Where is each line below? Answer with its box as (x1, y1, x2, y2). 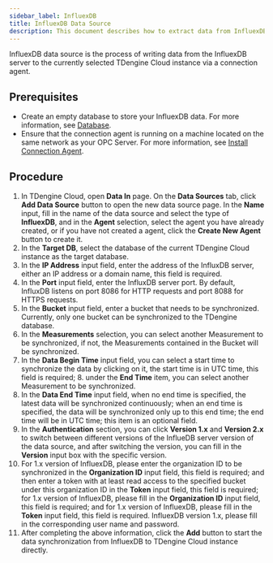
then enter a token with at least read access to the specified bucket (20, 476, 246, 486)
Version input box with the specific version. (20, 450, 167, 460)
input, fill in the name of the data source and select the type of (20, 209, 229, 218)
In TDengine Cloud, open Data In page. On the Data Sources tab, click (20, 192, 257, 201)
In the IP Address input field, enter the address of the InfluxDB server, (20, 261, 254, 270)
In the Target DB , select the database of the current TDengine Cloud (20, 243, 250, 253)
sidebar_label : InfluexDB (9, 11, 96, 20)
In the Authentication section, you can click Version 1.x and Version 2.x (20, 424, 264, 434)
